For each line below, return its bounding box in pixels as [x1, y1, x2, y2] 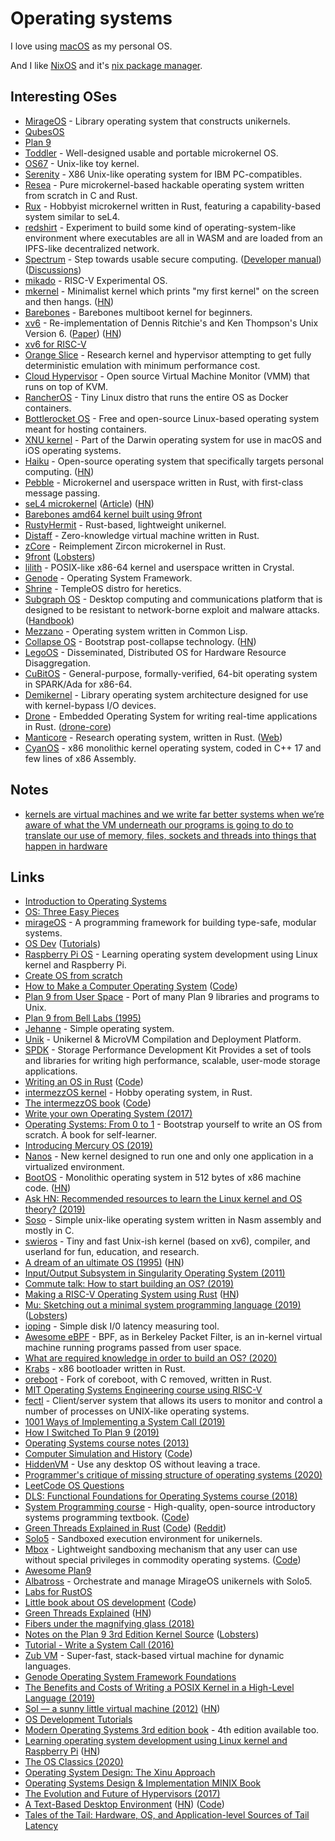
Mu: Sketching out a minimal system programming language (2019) [24, 1299, 302, 1311]
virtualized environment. [24, 1161, 125, 1173]
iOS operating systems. [24, 444, 122, 456]
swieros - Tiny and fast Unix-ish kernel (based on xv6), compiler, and [24, 1235, 311, 1247]
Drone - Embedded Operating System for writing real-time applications [24, 710, 318, 722]
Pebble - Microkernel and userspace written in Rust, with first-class [24, 476, 304, 488]
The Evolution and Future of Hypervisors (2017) [24, 1788, 221, 1800]
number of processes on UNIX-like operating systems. [24, 1405, 250, 1417]
